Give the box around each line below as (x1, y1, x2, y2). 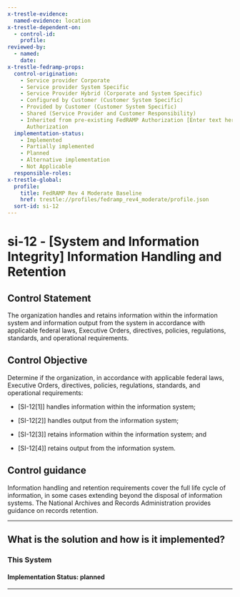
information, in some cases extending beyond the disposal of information (7, 491, 223, 499)
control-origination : (14, 70, 79, 77)
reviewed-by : (7, 44, 46, 51)
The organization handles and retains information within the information (7, 311, 218, 320)
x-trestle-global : (7, 176, 62, 183)
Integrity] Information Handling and (7, 249, 222, 265)
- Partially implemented (20, 143, 94, 150)
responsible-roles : (14, 169, 72, 177)
